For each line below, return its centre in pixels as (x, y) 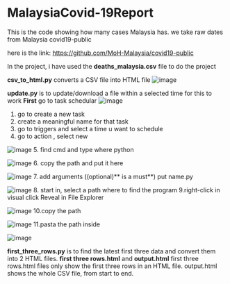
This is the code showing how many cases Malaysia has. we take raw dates (115, 32)
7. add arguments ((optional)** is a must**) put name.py (113, 176)
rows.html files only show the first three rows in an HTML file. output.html (112, 266)
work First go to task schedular (52, 100)
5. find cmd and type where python (84, 149)
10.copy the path (57, 210)
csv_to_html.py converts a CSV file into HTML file (79, 80)
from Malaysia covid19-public (49, 39)
